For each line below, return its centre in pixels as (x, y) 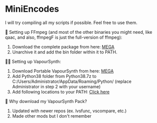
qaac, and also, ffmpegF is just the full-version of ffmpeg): (64, 37)
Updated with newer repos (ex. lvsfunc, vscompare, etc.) (69, 111)
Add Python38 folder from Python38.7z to (54, 76)
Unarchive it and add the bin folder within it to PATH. (65, 52)
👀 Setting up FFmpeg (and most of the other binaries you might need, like (79, 32)
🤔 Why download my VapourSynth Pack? (46, 101)
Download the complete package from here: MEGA (63, 47)
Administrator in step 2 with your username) (56, 86)
